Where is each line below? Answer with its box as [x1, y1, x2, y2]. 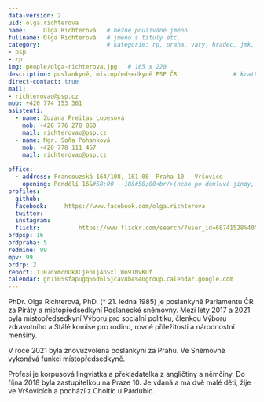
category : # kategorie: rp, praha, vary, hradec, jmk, [8, 41, 255, 49]
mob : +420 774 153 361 [8, 99, 82, 107]
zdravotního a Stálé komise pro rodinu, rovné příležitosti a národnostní [8, 322, 236, 332]
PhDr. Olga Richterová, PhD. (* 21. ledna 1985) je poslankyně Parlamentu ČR [8, 297, 254, 307]
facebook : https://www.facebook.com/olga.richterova [15, 202, 206, 210]
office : [8, 166, 34, 173]
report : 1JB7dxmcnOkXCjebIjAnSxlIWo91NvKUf [8, 268, 153, 276]
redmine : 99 [8, 246, 47, 254]
